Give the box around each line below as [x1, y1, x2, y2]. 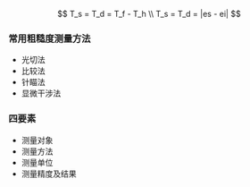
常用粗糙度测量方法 [8, 32, 91, 45]
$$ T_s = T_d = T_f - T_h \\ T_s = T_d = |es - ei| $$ [56, 9, 242, 19]
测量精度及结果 [21, 168, 77, 179]
